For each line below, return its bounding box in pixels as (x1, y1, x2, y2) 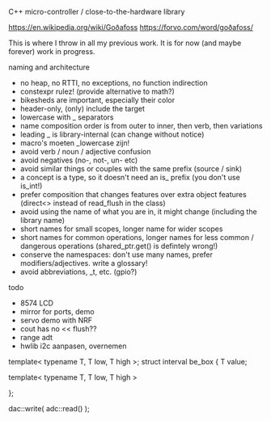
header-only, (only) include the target (19, 104, 146, 113)
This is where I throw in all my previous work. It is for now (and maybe (8, 38, 242, 48)
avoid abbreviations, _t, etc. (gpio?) (19, 267, 138, 276)
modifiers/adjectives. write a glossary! (19, 259, 148, 267)
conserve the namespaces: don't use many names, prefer (19, 250, 213, 259)
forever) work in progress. (8, 47, 95, 56)
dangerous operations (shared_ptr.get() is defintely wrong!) (19, 242, 218, 250)
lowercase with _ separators (19, 112, 114, 122)
